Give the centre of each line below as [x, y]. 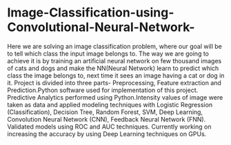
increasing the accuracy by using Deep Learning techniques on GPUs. [107, 134]
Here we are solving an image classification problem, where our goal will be [115, 46]
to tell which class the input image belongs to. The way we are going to [108, 54]
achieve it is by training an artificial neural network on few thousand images [114, 60]
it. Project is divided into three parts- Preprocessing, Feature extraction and [114, 82]
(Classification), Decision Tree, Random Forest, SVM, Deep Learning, [105, 112]
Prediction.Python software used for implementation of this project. [103, 90]
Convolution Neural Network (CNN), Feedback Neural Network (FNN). [107, 119]
